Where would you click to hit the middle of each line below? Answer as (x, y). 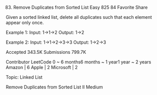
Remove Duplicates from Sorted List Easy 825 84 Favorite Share (80, 7)
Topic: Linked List (24, 77)
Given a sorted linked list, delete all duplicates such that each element (79, 17)
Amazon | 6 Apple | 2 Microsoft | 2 (42, 67)
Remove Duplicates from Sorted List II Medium (54, 87)
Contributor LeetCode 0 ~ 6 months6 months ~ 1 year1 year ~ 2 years (78, 62)
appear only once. (25, 23)
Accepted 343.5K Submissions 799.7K (46, 52)
